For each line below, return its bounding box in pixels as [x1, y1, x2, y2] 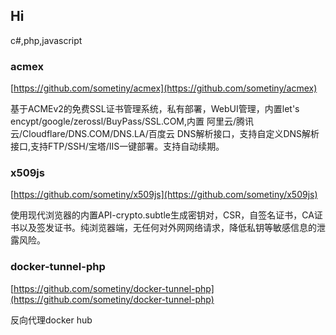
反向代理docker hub [10, 314, 93, 326]
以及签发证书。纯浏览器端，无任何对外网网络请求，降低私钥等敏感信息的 [18, 222, 317, 234]
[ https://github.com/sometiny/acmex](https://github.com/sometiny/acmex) [10, 82, 318, 94]
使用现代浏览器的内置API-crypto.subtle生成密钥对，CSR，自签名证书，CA [10, 209, 315, 221]
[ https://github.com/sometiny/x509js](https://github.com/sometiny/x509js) [10, 189, 318, 201]
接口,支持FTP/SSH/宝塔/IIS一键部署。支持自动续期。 [10, 140, 225, 153]
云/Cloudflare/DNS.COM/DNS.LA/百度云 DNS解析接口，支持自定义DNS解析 [10, 128, 320, 140]
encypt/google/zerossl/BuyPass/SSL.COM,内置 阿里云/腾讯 [10, 115, 255, 128]
